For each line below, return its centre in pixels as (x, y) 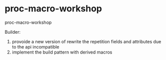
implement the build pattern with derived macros (62, 52)
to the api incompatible (35, 47)
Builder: (13, 32)
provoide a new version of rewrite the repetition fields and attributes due (86, 41)
